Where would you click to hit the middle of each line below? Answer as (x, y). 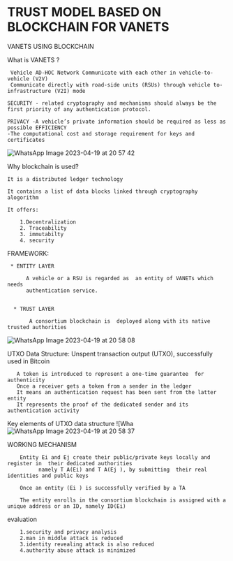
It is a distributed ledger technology (65, 179)
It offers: (23, 210)
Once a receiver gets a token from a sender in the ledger (104, 386)
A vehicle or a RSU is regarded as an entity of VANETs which (120, 278)
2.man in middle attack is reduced (72, 538)
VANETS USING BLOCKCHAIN (51, 46)
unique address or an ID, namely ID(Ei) (67, 506)
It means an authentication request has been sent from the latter (116, 392)
